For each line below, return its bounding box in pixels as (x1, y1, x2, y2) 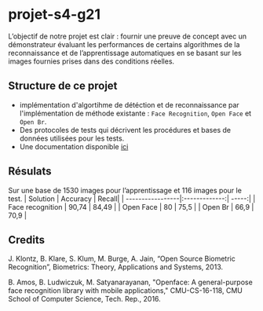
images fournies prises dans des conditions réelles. (8, 57, 175, 66)
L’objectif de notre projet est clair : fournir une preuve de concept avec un (8, 31, 247, 41)
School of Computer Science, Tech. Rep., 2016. (8, 295, 161, 304)
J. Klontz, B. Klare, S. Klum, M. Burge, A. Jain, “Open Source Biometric (8, 254, 236, 264)
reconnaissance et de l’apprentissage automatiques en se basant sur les (8, 48, 242, 57)
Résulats (8, 165, 53, 178)
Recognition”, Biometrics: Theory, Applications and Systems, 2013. (8, 262, 224, 272)
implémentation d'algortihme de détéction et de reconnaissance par (19, 100, 239, 109)
